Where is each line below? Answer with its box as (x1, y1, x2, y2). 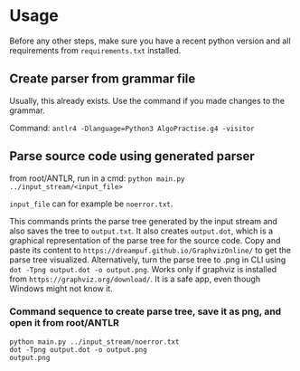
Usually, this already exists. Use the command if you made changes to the (9, 95, 285, 106)
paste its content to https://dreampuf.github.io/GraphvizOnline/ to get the (9, 244, 292, 255)
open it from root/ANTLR (9, 317, 119, 329)
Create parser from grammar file (9, 71, 196, 87)
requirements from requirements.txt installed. (9, 44, 182, 55)
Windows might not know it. (9, 282, 113, 294)
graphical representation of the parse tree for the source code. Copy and (9, 234, 281, 245)
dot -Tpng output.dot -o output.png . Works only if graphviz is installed (9, 263, 277, 274)
